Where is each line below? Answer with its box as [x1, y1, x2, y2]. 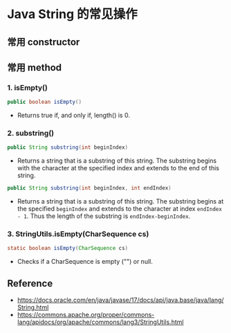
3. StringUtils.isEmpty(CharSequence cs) [7, 229, 149, 239]
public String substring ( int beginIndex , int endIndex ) [7, 185, 172, 192]
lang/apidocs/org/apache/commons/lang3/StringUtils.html [17, 318, 184, 326]
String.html [17, 303, 49, 312]
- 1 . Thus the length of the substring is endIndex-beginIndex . [17, 212, 191, 220]
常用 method [7, 62, 62, 73]
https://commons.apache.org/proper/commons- [17, 311, 155, 319]
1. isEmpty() [7, 82, 48, 92]
